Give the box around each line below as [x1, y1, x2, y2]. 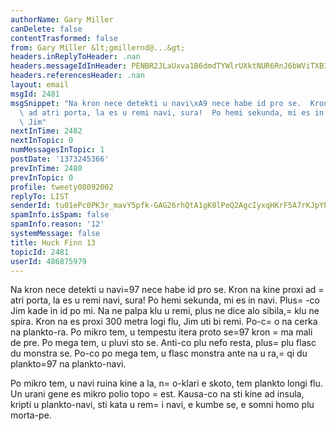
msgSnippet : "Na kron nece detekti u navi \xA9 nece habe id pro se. [10, 98, 302, 108]
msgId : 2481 [10, 89, 60, 99]
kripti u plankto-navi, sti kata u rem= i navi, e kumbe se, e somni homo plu [10, 399, 315, 411]
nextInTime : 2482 [10, 126, 83, 136]
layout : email [10, 80, 70, 90]
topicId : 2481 [10, 247, 70, 257]
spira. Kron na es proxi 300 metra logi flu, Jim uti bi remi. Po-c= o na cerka [10, 316, 318, 328]
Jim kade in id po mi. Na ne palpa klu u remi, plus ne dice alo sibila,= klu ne [10, 305, 320, 317]
